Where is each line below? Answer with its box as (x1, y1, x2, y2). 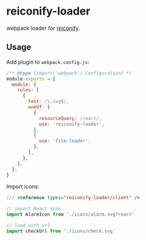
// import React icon (6, 206, 61, 212)
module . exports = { (6, 76, 56, 82)
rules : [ (17, 87, 40, 93)
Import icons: (6, 183, 40, 190)
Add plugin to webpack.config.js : (6, 58, 89, 65)
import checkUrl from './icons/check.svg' (6, 228, 116, 234)
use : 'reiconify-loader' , (38, 121, 105, 127)
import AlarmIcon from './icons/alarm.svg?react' (6, 211, 135, 217)
